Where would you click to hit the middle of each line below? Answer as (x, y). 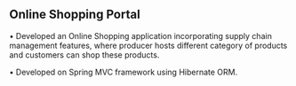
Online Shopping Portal (75, 15)
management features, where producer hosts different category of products (148, 45)
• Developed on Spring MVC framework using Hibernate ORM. (124, 72)
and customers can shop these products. (84, 55)
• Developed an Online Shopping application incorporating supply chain (141, 35)
